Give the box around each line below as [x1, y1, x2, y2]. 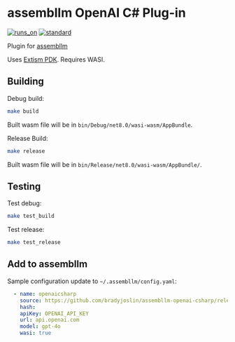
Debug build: [7, 94, 44, 102]
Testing [7, 180, 41, 192]
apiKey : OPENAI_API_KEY [20, 310, 90, 317]
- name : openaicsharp [13, 290, 77, 297]
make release [7, 147, 45, 155]
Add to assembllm [7, 258, 88, 271]
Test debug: [7, 199, 42, 207]
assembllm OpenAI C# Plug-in [7, 5, 187, 21]
